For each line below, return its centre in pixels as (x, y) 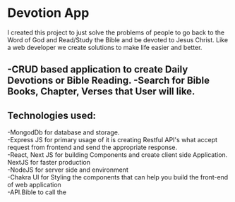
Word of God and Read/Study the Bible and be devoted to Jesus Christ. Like (117, 39)
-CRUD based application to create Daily (98, 69)
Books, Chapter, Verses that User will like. (101, 92)
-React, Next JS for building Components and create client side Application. (117, 155)
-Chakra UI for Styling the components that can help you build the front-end (118, 177)
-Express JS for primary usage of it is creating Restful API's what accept (112, 140)
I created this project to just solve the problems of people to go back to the (116, 32)
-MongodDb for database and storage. (64, 132)
